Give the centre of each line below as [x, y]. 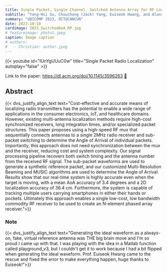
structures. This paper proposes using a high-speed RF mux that [71, 130]
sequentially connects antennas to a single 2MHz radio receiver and [75, 135]
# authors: [16, 42]
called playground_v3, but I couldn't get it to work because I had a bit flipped [83, 249]
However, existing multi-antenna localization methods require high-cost [78, 119]
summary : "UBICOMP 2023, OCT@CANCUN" [44, 19]
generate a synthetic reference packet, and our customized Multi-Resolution [83, 167]
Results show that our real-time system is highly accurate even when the [80, 178]
